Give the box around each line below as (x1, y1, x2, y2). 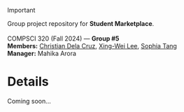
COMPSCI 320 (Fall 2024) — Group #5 (7, 34, 120, 43)
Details (7, 73, 49, 90)
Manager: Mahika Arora (7, 49, 77, 57)
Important (7, 6, 36, 14)
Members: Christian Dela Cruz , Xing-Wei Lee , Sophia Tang (7, 42, 177, 50)
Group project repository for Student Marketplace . (7, 20, 155, 27)
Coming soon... (7, 97, 51, 105)
